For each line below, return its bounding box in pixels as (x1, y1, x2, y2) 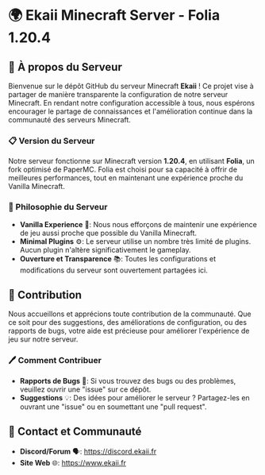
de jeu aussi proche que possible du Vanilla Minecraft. (19, 228, 197, 237)
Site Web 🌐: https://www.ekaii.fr (19, 458, 127, 467)
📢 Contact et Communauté (8, 425, 142, 438)
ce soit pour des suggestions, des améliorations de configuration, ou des (8, 318, 248, 327)
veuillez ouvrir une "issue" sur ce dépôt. (19, 384, 152, 394)
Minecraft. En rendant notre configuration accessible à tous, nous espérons (8, 98, 255, 107)
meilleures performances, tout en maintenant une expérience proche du (8, 173, 244, 183)
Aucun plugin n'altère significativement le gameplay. (19, 245, 192, 254)
